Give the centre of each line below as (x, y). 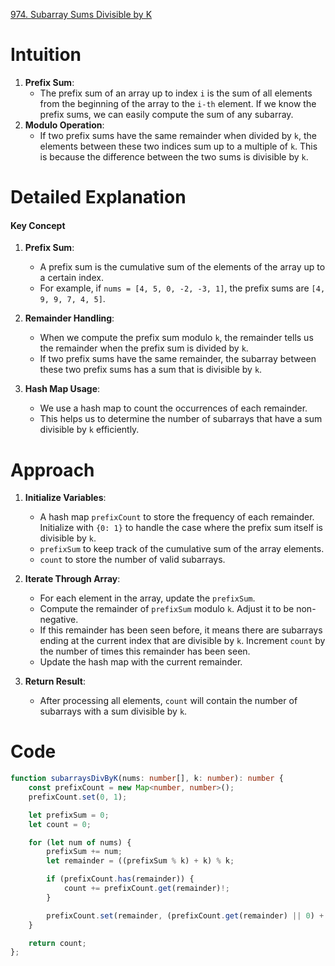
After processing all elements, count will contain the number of (168, 701)
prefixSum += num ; (84, 852)
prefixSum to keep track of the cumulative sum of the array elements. (182, 549)
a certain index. (71, 278)
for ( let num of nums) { (80, 842)
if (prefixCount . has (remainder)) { (120, 879)
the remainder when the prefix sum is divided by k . (144, 348)
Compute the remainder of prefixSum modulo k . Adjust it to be (167, 609)
